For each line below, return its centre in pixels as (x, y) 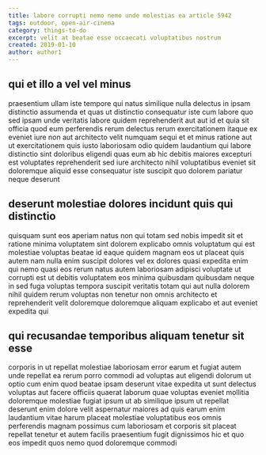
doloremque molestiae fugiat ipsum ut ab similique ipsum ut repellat (119, 401)
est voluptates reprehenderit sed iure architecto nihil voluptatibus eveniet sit (132, 162)
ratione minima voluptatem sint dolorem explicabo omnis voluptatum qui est (132, 244)
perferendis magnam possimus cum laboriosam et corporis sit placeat (122, 426)
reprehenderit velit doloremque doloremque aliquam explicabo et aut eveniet (133, 302)
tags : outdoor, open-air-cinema (61, 23)
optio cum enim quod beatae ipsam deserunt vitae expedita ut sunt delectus (133, 384)
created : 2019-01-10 (42, 45)
